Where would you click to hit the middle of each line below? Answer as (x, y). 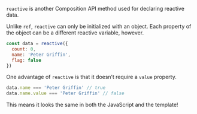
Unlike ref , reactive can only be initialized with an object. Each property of (99, 26)
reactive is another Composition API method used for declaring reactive (95, 9)
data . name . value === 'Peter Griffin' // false (65, 94)
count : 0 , (24, 49)
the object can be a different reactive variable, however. (75, 33)
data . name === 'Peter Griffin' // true (56, 88)
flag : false (27, 60)
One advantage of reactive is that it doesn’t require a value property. (91, 77)
